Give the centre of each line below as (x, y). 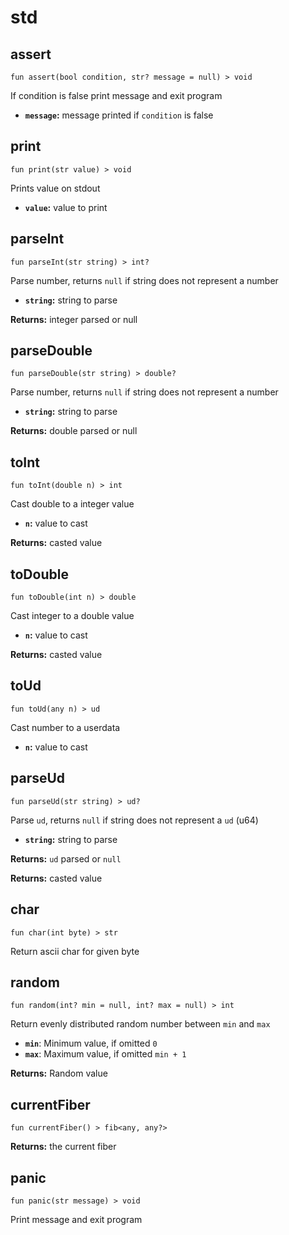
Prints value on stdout (55, 188)
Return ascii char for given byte (75, 951)
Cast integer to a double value (72, 616)
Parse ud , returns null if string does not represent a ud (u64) (134, 820)
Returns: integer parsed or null (74, 319)
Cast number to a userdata (65, 727)
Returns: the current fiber (63, 1147)
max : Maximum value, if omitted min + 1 (105, 1054)
